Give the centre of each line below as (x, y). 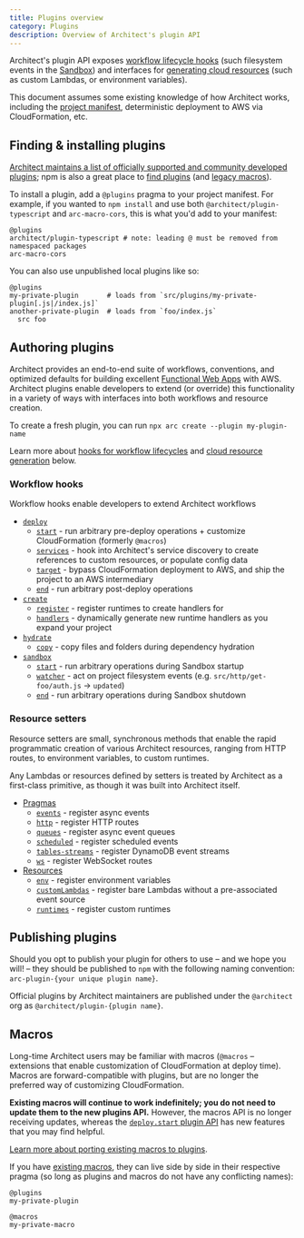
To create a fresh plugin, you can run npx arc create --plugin (126, 425)
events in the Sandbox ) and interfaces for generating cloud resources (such (151, 70)
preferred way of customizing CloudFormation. (97, 1085)
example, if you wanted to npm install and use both (107, 204)
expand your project (74, 628)
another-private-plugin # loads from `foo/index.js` (113, 312)
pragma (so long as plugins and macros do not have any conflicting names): (152, 1176)
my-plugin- (267, 426)
